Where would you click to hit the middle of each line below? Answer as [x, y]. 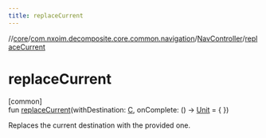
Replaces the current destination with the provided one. [100, 125]
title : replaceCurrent [46, 16]
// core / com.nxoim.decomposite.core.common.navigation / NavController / [127, 38]
